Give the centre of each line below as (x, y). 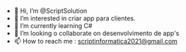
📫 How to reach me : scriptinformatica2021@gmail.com (96, 41)
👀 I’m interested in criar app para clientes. (75, 18)
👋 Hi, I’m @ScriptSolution (51, 11)
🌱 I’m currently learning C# (53, 26)
